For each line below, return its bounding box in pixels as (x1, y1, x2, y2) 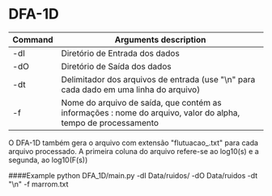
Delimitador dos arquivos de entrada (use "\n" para (61, 73, 256, 85)
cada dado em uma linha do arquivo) (61, 84, 201, 95)
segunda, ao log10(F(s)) (8, 155, 88, 165)
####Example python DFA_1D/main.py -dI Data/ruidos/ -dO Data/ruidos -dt (8, 170, 258, 180)
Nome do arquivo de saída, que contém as (61, 97, 222, 108)
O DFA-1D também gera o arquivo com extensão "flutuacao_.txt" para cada (8, 138, 259, 148)
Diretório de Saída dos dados (61, 60, 172, 72)
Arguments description (114, 34, 206, 45)
